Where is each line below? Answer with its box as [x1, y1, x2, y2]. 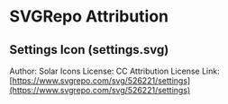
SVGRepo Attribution [9, 6, 169, 27]
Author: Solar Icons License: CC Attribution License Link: [9, 65, 220, 76]
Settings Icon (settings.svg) [9, 42, 169, 57]
